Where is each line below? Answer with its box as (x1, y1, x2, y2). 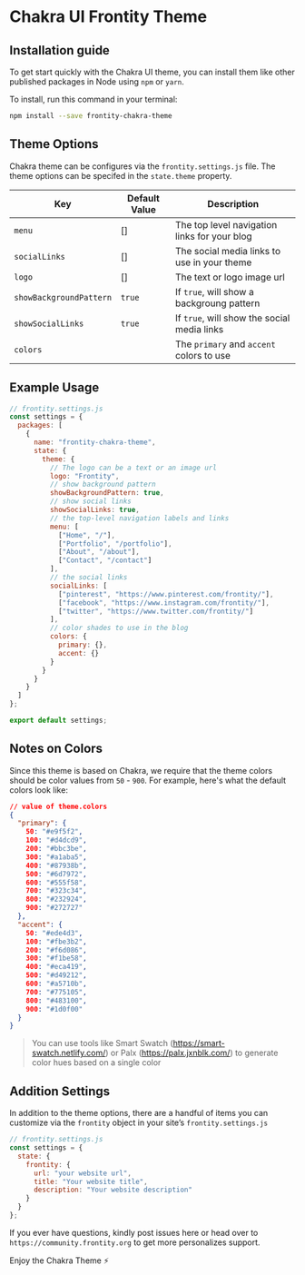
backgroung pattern (175, 297, 261, 310)
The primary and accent (175, 338, 276, 351)
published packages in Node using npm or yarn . (9, 76, 184, 87)
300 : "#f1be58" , (25, 954, 88, 964)
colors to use (175, 349, 231, 361)
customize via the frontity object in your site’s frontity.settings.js (9, 1117, 269, 1128)
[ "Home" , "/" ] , (57, 530, 116, 539)
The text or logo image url (175, 271, 286, 283)
